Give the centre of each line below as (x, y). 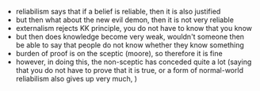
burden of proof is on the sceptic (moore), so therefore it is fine (119, 53)
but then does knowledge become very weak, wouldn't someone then (130, 36)
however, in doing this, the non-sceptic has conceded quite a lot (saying (134, 62)
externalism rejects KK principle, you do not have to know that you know (134, 28)
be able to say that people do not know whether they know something (130, 45)
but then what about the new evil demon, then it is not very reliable (124, 20)
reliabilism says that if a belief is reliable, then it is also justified (118, 11)
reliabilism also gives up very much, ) (76, 79)
